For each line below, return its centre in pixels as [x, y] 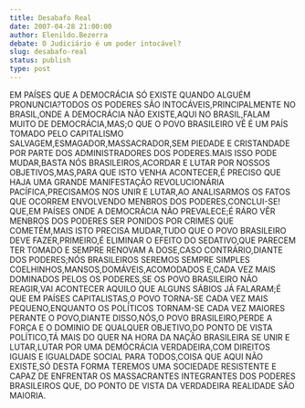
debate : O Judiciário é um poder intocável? [95, 43]
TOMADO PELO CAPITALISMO [67, 133]
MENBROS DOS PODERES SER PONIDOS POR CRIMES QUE [122, 221]
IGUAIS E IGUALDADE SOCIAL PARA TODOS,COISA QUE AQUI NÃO [136, 356]
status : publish [40, 60]
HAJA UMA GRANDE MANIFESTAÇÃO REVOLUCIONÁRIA [117, 182]
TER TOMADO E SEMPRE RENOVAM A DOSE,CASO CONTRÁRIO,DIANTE [146, 250]
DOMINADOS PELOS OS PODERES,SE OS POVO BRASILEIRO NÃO [134, 278]
